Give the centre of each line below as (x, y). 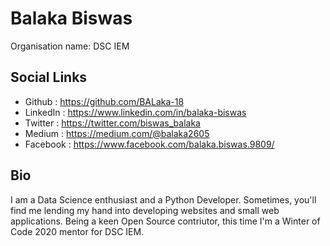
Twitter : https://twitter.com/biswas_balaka (112, 123)
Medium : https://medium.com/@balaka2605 (117, 133)
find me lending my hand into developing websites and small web (145, 210)
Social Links (49, 77)
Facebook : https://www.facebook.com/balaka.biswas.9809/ (149, 144)
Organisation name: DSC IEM (70, 46)
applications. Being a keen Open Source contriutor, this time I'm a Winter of (165, 221)
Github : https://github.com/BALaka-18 (104, 101)
